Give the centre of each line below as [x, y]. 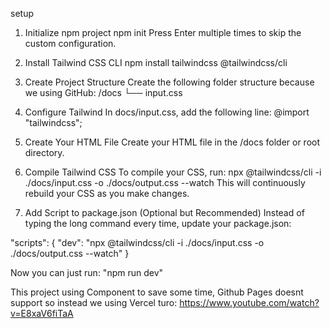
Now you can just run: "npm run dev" [87, 272]
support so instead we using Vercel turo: [94, 302]
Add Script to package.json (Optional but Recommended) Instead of [164, 212]
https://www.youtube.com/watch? [249, 302]
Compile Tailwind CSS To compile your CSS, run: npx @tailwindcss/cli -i [173, 172]
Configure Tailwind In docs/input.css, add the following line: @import [167, 112]
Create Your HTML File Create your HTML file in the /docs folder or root [172, 142]
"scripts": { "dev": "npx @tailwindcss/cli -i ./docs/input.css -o [137, 242]
